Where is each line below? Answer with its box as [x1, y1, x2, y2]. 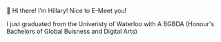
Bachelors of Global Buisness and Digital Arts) [6, 28, 137, 35]
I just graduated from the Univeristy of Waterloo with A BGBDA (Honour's [6, 20, 215, 28]
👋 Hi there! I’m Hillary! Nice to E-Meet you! [6, 7, 127, 14]
